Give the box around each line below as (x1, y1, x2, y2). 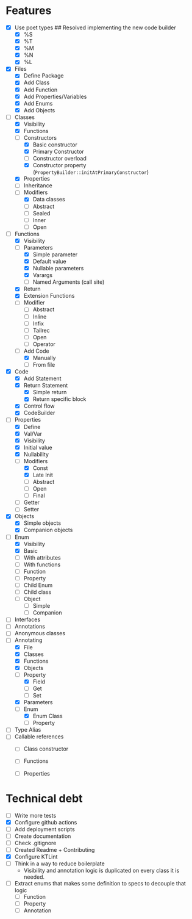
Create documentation (14, 832, 71, 840)
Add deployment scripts (14, 825, 76, 833)
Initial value (23, 444, 52, 451)
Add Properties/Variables (23, 93, 87, 100)
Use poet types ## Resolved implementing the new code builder (14, 24, 176, 31)
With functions (23, 561, 61, 568)
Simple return (32, 389, 67, 396)
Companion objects (23, 526, 73, 534)
